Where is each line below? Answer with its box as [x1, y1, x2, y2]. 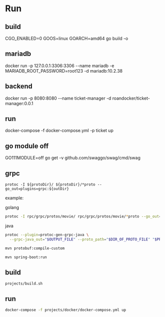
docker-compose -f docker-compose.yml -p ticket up [5, 128, 114, 133]
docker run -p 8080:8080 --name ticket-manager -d [5, 95, 111, 101]
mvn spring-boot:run [5, 255, 48, 260]
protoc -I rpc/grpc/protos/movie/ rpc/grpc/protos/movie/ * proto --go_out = [5, 214, 162, 219]
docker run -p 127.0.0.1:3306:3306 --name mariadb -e [5, 62, 114, 69]
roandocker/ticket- [112, 95, 150, 101]
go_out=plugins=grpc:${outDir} [5, 186, 69, 191]
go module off [5, 142, 49, 150]
